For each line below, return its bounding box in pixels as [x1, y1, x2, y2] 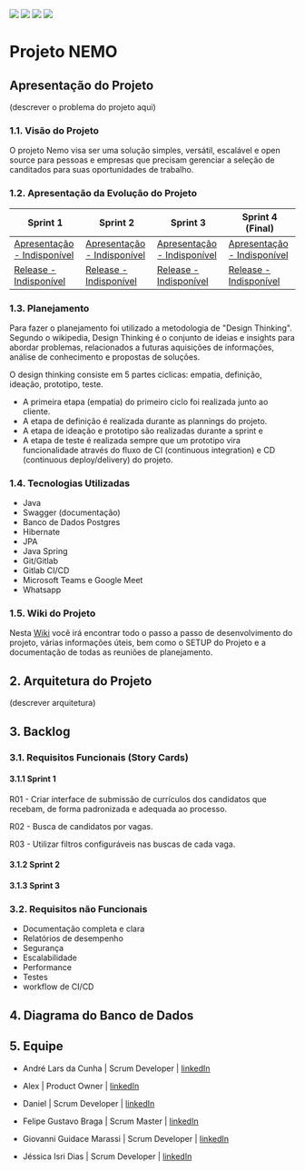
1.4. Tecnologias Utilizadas [9, 477, 130, 490]
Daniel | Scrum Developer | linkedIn [22, 1097, 155, 1108]
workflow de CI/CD [22, 981, 94, 992]
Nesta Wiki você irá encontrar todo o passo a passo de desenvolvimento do [9, 628, 293, 639]
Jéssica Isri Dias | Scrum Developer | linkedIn [22, 1150, 192, 1162]
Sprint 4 [241, 210, 278, 223]
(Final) [245, 222, 274, 234]
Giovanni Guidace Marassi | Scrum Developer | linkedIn [22, 1133, 230, 1144]
